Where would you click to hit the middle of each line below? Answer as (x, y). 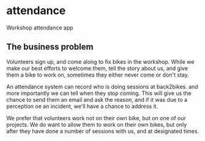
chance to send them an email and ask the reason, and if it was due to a (97, 99)
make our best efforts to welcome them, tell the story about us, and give (97, 68)
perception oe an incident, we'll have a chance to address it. (82, 106)
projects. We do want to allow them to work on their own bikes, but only (97, 124)
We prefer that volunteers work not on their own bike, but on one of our (96, 118)
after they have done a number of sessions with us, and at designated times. (103, 131)
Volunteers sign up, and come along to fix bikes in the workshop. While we (100, 61)
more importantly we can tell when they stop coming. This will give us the (99, 93)
